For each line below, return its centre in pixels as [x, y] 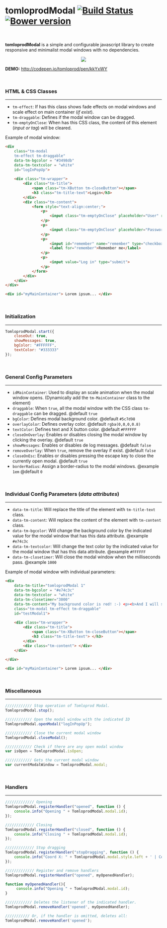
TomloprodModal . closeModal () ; [37, 738]
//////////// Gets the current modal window [52, 760]
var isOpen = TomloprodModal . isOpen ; [44, 751]
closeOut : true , [31, 336]
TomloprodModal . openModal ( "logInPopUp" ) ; [49, 724]
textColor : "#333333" [36, 350]
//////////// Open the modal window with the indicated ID [68, 720]
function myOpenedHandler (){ [35, 884]
